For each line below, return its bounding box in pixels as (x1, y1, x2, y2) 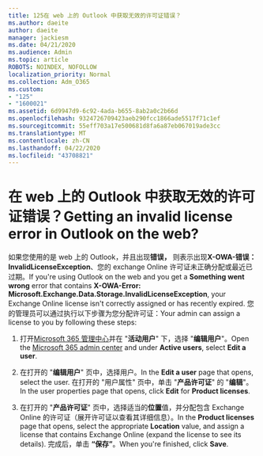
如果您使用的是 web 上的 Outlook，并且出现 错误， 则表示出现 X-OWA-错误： (8, 253, 257, 262)
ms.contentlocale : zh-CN (8, 136, 90, 145)
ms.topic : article (8, 56, 69, 64)
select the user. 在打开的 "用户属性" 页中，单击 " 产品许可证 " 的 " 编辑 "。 (19, 378, 254, 387)
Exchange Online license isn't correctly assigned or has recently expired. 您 (8, 298, 254, 309)
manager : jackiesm (8, 33, 69, 42)
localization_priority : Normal (8, 70, 111, 78)
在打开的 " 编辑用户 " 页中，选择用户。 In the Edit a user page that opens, (19, 367, 254, 377)
